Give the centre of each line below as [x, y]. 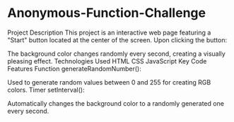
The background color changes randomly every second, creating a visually [117, 54]
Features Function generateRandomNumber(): [74, 68]
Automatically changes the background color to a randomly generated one [116, 103]
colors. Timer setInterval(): [46, 90]
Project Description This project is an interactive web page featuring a [109, 32]
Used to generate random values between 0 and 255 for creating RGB [109, 82]
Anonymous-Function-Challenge [107, 13]
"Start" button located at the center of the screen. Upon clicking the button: [117, 39]
